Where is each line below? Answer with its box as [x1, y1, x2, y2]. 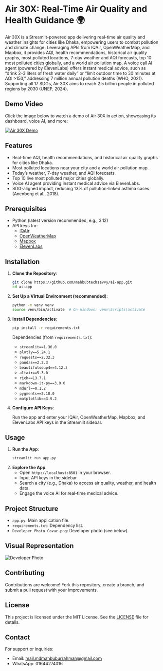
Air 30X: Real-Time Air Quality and [5, 3, 147, 15]
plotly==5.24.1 [19, 349, 50, 355]
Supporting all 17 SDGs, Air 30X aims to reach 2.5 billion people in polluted [5, 80, 154, 86]
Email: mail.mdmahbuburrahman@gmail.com [12, 655, 102, 661]
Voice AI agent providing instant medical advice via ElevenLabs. [12, 180, 140, 186]
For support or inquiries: [5, 646, 54, 652]
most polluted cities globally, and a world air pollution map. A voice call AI [5, 60, 152, 66]
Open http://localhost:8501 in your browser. [19, 470, 111, 475]
